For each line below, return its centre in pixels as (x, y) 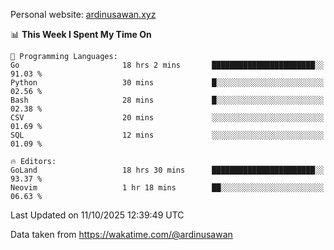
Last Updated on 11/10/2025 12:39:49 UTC (97, 215)
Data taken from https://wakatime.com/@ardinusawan (121, 234)
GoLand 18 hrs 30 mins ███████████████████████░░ (167, 170)
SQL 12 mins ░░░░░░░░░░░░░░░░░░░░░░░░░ (167, 135)
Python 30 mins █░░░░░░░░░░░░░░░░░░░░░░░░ (167, 83)
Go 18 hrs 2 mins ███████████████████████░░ (167, 65)
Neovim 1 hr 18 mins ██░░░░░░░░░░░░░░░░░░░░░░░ (167, 188)
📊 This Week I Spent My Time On (81, 34)
